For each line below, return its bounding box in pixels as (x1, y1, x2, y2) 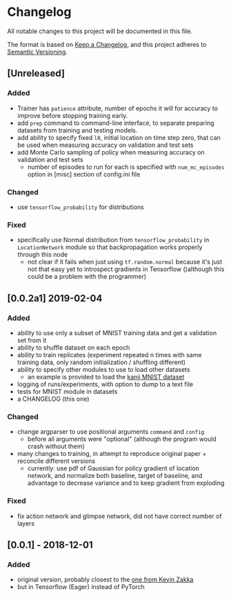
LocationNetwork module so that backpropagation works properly (17, 243, 203, 252)
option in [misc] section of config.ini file (27, 170, 141, 178)
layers (17, 519, 35, 528)
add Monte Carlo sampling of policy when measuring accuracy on (17, 148, 205, 156)
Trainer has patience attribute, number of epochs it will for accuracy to (17, 104, 219, 112)
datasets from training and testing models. (17, 126, 138, 134)
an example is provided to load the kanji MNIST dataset (27, 372, 185, 381)
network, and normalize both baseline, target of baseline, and (27, 472, 203, 480)
